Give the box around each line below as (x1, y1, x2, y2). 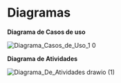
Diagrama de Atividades (7, 54, 78, 63)
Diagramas (7, 5, 71, 21)
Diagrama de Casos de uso (7, 28, 86, 36)
